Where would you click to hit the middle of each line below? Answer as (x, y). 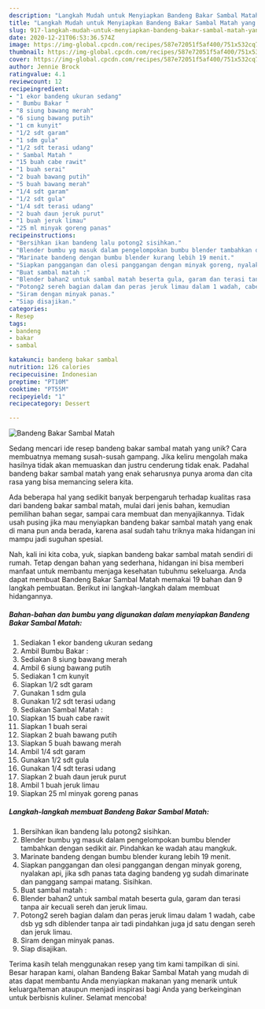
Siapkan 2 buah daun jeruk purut (73, 777)
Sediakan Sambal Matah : (61, 710)
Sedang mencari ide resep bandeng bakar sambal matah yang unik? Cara (128, 448)
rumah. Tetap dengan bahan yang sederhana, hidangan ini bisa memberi (127, 563)
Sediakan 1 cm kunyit (55, 676)
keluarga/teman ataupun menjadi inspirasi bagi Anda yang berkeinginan (125, 989)
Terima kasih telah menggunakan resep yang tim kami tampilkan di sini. (124, 964)
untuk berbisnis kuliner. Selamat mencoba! (78, 998)
